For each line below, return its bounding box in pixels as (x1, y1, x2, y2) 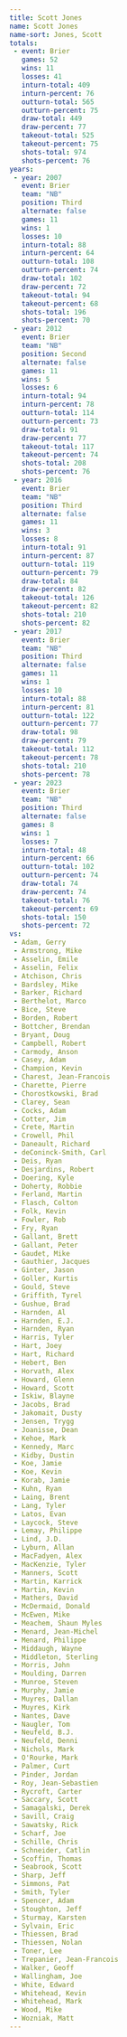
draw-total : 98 (21, 728, 78, 737)
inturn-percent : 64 (21, 249, 95, 258)
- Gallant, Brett (13, 1231, 78, 1241)
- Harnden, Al (13, 1307, 67, 1316)
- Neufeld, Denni (13, 1737, 78, 1746)
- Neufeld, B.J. (13, 1728, 75, 1737)
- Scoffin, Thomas (13, 1854, 83, 1863)
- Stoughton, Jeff (13, 1904, 83, 1913)
